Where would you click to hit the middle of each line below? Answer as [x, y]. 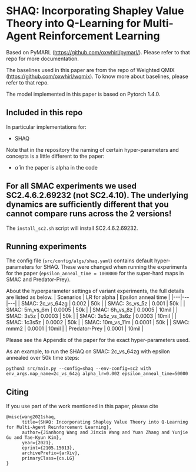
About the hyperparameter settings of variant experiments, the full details [95, 291]
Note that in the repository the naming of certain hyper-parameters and [93, 149]
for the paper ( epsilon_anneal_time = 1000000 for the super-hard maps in [95, 274]
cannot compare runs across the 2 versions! [89, 214]
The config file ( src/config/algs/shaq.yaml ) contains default [79, 261]
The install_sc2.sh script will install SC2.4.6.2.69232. [72, 228]
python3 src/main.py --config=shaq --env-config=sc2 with [79, 369]
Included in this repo [44, 113]
